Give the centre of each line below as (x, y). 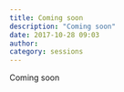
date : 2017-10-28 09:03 (55, 35)
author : (24, 43)
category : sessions (46, 52)
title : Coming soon (46, 18)
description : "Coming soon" (63, 26)
